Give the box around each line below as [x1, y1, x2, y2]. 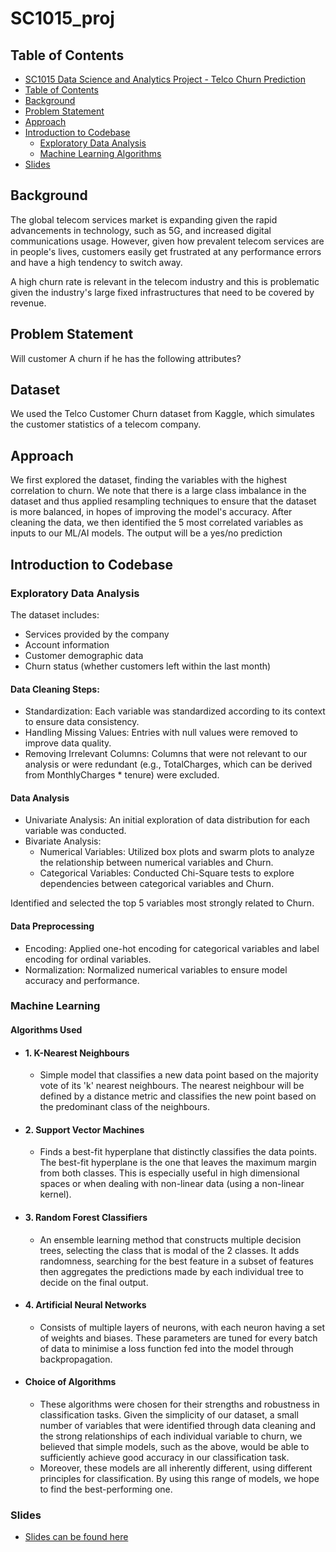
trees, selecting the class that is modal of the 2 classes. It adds [39, 1244, 300, 1256]
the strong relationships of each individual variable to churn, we [39, 1430, 303, 1442]
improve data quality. [24, 737, 112, 749]
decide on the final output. [39, 1276, 149, 1288]
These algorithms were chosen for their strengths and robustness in [39, 1398, 320, 1411]
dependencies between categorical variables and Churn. [39, 878, 275, 890]
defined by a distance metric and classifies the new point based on [39, 1090, 317, 1102]
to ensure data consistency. [24, 716, 140, 728]
